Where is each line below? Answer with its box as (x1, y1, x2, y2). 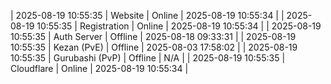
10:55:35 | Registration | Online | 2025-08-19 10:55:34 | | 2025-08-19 (36, 20, 322, 32)
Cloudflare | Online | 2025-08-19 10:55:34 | (10, 63, 189, 74)
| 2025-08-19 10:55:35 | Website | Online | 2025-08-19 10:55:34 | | (10, 10, 285, 21)
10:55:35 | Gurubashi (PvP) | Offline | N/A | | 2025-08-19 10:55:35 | (10, 52, 286, 64)
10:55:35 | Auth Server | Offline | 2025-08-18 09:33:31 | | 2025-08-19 (10, 31, 297, 42)
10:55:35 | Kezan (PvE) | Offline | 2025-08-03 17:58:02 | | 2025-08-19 (10, 41, 298, 53)
